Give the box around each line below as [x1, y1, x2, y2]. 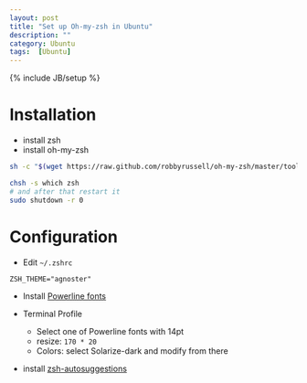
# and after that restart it [9, 186, 121, 197]
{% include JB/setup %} [9, 72, 101, 83]
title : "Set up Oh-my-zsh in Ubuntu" [9, 22, 153, 31]
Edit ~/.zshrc [22, 257, 73, 268]
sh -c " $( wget [9, 162, 64, 172]
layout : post [9, 13, 59, 23]
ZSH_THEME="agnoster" [9, 274, 92, 283]
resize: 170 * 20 [36, 335, 98, 346]
